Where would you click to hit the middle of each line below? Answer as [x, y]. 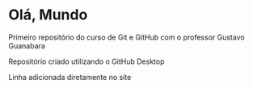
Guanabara [27, 45]
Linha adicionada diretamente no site [70, 77]
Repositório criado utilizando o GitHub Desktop [86, 61]
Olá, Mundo [48, 15]
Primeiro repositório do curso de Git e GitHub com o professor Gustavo [126, 37]
